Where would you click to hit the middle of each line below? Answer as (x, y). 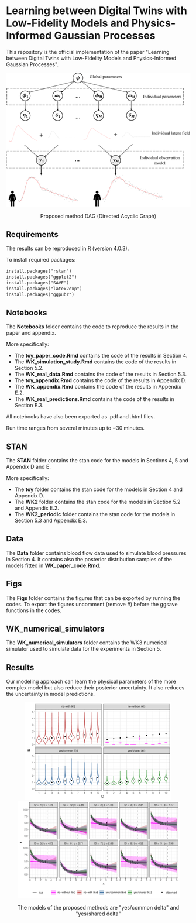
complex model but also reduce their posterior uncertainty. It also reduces (95, 688)
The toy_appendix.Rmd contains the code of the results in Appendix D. (100, 380)
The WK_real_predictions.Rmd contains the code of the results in (94, 399)
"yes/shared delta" (98, 914)
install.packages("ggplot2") (42, 277)
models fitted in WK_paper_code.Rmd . (53, 565)
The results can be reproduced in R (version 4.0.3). (68, 248)
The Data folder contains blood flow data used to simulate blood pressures (96, 553)
